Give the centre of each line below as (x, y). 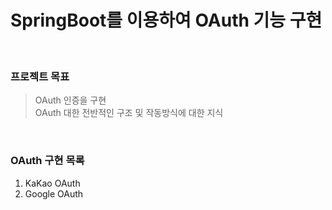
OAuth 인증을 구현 (70, 100)
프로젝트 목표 (40, 76)
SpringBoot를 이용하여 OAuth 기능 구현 (166, 20)
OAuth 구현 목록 (47, 161)
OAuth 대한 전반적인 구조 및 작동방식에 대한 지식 (129, 113)
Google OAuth (54, 193)
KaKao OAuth (52, 183)
